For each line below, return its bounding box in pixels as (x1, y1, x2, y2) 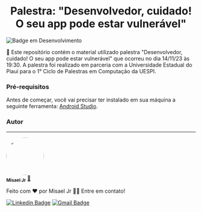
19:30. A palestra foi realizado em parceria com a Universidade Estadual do (6, 61, 192, 68)
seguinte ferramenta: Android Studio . (6, 103, 98, 110)
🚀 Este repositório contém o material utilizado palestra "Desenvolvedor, (6, 48, 183, 55)
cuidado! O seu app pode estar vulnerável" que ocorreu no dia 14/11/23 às (6, 55, 190, 62)
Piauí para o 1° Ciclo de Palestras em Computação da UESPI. (6, 67, 156, 74)
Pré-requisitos (6, 82, 49, 91)
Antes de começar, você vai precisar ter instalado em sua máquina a (6, 96, 176, 103)
